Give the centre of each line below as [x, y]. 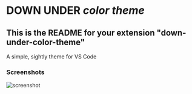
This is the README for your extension [81, 33]
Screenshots [25, 72]
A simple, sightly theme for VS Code [51, 57]
